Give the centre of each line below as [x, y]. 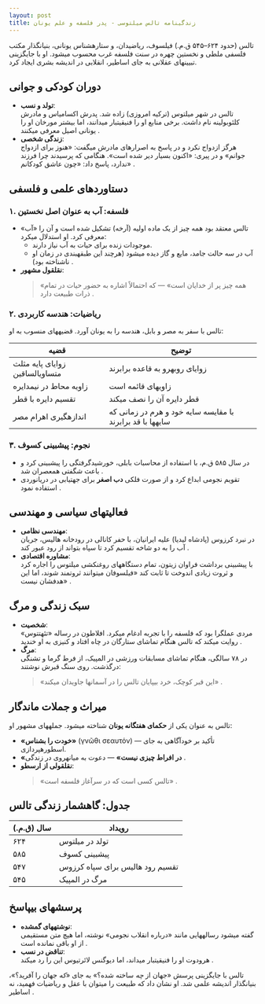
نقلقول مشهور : [42, 270]
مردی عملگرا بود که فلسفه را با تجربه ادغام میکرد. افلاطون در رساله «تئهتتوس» [136, 633]
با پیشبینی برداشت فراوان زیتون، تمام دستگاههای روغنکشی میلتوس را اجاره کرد [136, 565]
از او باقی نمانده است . [54, 943]
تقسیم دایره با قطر [44, 399]
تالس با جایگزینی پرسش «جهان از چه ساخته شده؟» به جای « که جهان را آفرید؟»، [127, 975]
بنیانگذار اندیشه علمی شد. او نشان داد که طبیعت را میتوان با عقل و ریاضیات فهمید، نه [132, 983]
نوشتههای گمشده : [46, 926]
